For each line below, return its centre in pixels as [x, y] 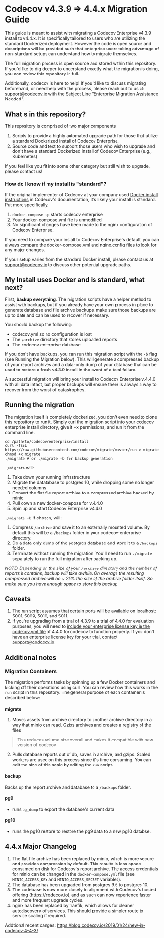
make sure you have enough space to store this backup [61, 584]
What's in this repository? [46, 114]
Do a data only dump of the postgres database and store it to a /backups [85, 543]
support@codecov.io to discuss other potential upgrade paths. [68, 265]
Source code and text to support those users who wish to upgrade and [83, 146]
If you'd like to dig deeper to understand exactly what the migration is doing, [82, 68]
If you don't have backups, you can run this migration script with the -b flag [81, 354]
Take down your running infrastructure [51, 477]
